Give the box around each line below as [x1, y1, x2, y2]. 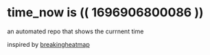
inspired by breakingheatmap [7, 40, 91, 48]
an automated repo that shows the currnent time [7, 27, 144, 35]
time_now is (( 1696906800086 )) [7, 5, 204, 20]
